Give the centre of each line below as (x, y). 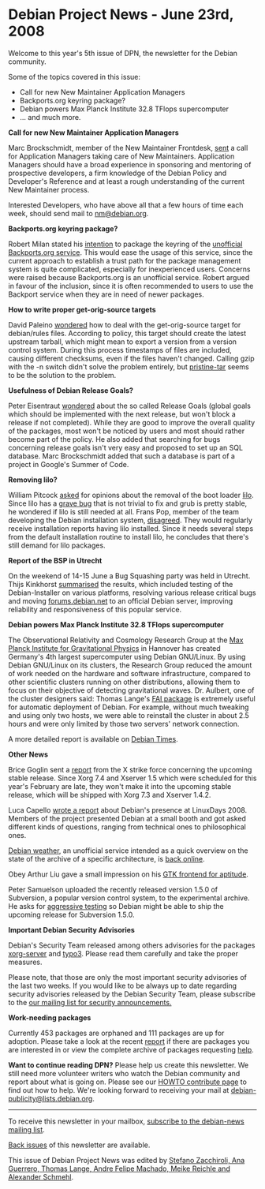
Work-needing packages (50, 1017)
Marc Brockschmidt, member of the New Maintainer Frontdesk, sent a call (128, 148)
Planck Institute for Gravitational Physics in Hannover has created (114, 648)
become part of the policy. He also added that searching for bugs (114, 439)
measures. (25, 962)
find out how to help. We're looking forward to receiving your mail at (119, 1090)
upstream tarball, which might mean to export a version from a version (123, 342)
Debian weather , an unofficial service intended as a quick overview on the (128, 851)
